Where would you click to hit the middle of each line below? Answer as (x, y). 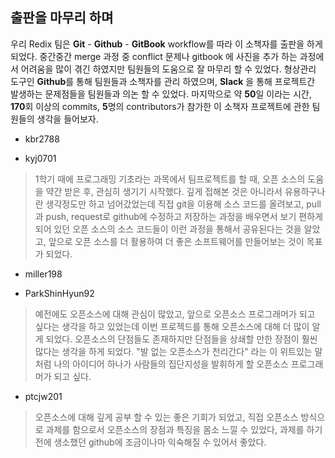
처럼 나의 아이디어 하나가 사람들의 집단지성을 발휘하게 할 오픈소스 (161, 364)
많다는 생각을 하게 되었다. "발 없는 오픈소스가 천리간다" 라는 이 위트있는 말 (178, 351)
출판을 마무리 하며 (62, 18)
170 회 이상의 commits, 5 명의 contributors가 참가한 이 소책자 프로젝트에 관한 (160, 106)
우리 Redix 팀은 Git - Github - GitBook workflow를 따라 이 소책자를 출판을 (157, 44)
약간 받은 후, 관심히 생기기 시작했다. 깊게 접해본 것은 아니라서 (164, 191)
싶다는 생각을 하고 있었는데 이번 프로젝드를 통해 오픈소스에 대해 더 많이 (172, 326)
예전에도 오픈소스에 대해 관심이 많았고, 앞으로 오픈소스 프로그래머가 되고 (175, 314)
